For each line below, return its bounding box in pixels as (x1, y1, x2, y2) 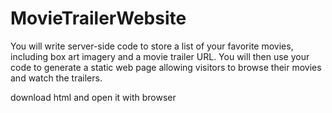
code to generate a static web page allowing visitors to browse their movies (10, 61, 322, 73)
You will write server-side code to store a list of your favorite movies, (10, 40, 294, 52)
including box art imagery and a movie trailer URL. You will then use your (10, 50, 310, 62)
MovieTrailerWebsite (10, 7, 187, 30)
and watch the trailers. (10, 72, 103, 84)
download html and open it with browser (10, 91, 177, 103)
